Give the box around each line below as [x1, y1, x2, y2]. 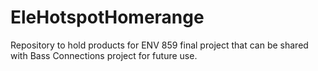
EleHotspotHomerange [10, 6, 205, 29]
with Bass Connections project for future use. [10, 49, 198, 61]
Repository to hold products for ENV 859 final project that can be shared [10, 39, 309, 51]
